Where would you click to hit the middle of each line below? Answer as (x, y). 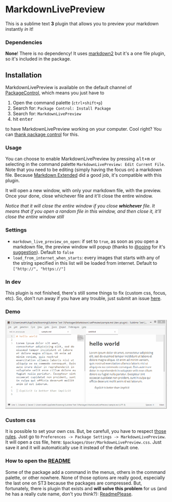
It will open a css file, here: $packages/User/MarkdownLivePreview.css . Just (83, 442)
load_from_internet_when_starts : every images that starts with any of (86, 258)
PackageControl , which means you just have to (55, 93)
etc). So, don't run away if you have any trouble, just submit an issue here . (84, 298)
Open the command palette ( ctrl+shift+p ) (58, 103)
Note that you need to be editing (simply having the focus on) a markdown (84, 170)
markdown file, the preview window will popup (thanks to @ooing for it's (89, 246)
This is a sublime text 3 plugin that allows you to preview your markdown (82, 24)
